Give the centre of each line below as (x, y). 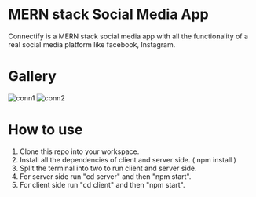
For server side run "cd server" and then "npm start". (105, 176)
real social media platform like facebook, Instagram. (92, 44)
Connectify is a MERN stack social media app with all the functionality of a (128, 36)
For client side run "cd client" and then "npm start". (102, 184)
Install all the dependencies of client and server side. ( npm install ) (128, 159)
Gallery (32, 77)
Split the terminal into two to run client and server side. (108, 168)
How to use (46, 130)
